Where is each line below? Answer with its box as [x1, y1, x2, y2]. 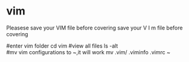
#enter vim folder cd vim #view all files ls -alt [6, 42, 118, 49]
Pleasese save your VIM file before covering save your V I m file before [6, 24, 183, 31]
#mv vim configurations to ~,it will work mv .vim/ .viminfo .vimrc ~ [6, 48, 171, 55]
